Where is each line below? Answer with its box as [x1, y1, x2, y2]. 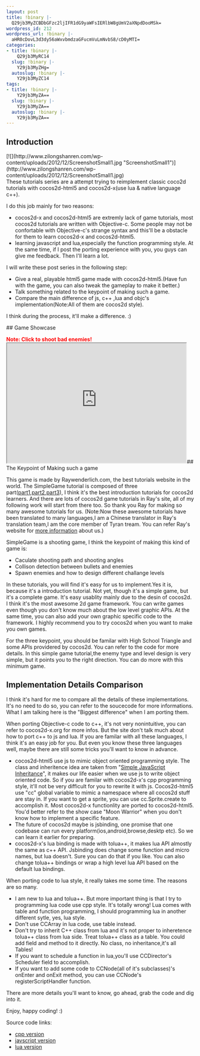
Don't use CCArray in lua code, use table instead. [14, 920, 136, 927]
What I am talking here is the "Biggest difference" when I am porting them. [6, 708, 189, 716]
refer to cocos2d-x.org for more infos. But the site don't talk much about [6, 726, 184, 734]
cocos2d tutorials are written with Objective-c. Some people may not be [14, 220, 192, 228]
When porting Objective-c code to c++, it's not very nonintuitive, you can [6, 720, 186, 727]
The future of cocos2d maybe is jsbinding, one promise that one [14, 821, 173, 828]
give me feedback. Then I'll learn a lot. [14, 252, 109, 259]
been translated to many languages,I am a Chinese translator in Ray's [6, 515, 177, 522]
